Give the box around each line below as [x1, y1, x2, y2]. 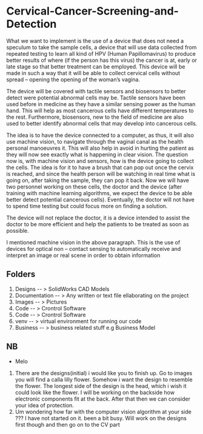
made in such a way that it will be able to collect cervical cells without [6, 69, 181, 76]
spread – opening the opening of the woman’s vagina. [6, 76, 141, 83]
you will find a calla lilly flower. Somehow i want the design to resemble [15, 376, 193, 383]
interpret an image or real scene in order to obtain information [6, 252, 161, 259]
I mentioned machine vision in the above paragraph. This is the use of [6, 238, 181, 246]
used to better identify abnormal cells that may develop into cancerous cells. [6, 119, 198, 127]
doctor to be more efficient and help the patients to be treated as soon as [6, 220, 189, 228]
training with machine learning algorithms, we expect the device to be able [6, 189, 193, 196]
